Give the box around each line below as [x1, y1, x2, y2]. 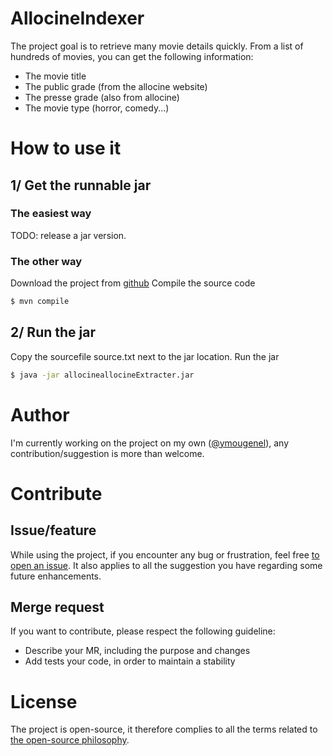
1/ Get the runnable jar [10, 177, 152, 194]
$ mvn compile [10, 297, 70, 307]
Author [10, 403, 70, 426]
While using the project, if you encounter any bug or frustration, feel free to [10, 548, 320, 561]
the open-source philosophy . [10, 734, 130, 746]
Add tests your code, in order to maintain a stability [24, 655, 236, 667]
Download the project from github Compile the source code [10, 277, 256, 289]
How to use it [10, 137, 122, 160]
